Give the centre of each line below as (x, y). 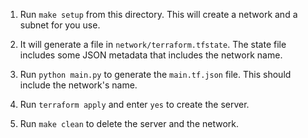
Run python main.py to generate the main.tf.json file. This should (155, 74)
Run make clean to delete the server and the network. (129, 123)
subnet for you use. (60, 25)
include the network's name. (78, 85)
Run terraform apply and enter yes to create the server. (134, 104)
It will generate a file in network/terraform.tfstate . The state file (153, 44)
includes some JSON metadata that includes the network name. (151, 55)
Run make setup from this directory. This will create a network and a (158, 14)
